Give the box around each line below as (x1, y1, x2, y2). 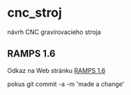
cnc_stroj (7, 5, 63, 21)
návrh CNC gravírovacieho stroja (7, 28, 101, 36)
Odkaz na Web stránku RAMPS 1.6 (7, 66, 106, 74)
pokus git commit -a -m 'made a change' (7, 80, 125, 88)
